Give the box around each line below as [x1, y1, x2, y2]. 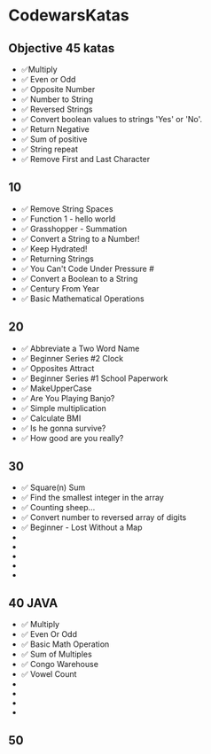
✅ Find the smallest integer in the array [20, 493, 165, 503]
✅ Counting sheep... [20, 502, 96, 513]
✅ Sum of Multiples [20, 649, 92, 660]
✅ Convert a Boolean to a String [20, 273, 138, 284]
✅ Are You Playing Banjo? [20, 393, 115, 403]
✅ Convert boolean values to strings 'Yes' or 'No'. [20, 114, 203, 124]
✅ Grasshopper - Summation [20, 223, 128, 234]
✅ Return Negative [20, 124, 90, 134]
